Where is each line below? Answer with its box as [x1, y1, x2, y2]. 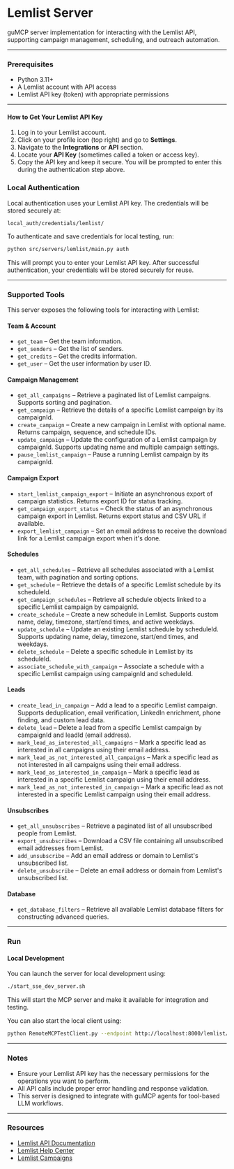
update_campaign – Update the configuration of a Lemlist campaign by [17, 436, 217, 444]
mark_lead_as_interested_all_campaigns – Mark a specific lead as [17, 738, 207, 746]
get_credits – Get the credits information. [17, 352, 137, 361]
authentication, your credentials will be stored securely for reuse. [7, 266, 194, 274]
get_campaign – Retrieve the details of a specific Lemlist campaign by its [17, 406, 224, 414]
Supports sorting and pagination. [17, 399, 112, 407]
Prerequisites [7, 59, 54, 69]
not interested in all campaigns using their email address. [17, 760, 182, 768]
